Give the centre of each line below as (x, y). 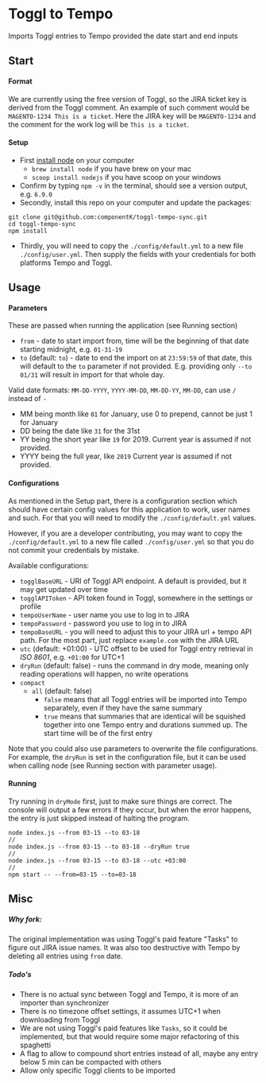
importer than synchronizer (64, 1003)
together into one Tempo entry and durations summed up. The (145, 724)
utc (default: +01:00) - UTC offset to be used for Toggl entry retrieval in (136, 649)
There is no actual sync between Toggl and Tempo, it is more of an (129, 995)
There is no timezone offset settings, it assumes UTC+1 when (120, 1011)
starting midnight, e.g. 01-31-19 (71, 349)
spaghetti (35, 1045)
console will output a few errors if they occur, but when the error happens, (130, 809)
